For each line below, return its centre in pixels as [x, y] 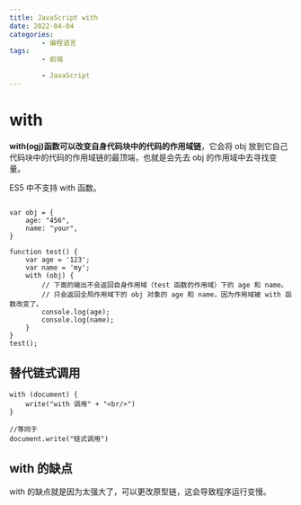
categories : [31, 34]
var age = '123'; [58, 260]
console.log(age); [76, 312]
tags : [19, 51]
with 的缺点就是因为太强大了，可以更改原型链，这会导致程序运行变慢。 [140, 492]
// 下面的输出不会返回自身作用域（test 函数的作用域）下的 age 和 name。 [165, 285]
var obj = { [31, 212]
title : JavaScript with [54, 18]
